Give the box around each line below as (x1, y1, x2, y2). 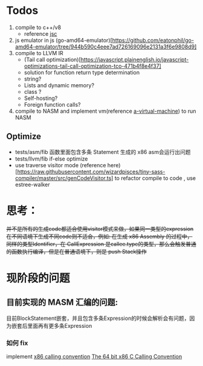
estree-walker (14, 181, 50, 188)
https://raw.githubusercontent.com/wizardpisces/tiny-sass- (17, 168, 166, 175)
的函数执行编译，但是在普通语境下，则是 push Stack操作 (6, 248, 147, 255)
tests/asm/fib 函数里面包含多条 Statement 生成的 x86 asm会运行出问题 (14, 148, 191, 155)
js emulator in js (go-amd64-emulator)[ (14, 36, 113, 44)
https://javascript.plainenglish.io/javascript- (80, 56, 189, 63)
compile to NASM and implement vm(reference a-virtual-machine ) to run (14, 107, 196, 115)
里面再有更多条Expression (27, 322, 92, 329)
